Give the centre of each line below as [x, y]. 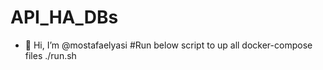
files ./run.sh [50, 55]
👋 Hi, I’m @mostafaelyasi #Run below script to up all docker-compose [168, 45]
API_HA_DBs [64, 17]
